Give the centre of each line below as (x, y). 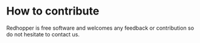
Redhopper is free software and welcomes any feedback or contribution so (100, 28)
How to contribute (53, 11)
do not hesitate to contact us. (43, 34)
